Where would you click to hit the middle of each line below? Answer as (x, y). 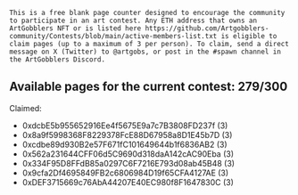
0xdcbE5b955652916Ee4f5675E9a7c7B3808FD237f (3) (125, 126)
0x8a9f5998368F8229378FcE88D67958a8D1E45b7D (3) (127, 134)
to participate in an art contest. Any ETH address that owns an (133, 20)
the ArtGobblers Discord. (57, 60)
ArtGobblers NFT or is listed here (75, 28)
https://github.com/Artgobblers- (207, 28)
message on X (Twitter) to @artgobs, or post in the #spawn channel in (145, 52)
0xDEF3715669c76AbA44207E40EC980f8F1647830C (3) (128, 182)
